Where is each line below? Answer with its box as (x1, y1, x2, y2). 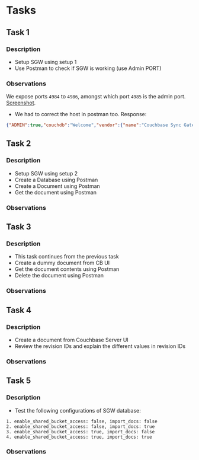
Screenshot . (6, 99, 36, 107)
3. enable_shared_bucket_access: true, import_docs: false (6, 429, 155, 435)
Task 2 (6, 139, 31, 149)
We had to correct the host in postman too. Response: (14, 111, 147, 118)
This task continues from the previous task (14, 253, 120, 260)
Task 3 (6, 222, 31, 232)
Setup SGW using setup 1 (14, 58, 77, 65)
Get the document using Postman (14, 189, 97, 196)
